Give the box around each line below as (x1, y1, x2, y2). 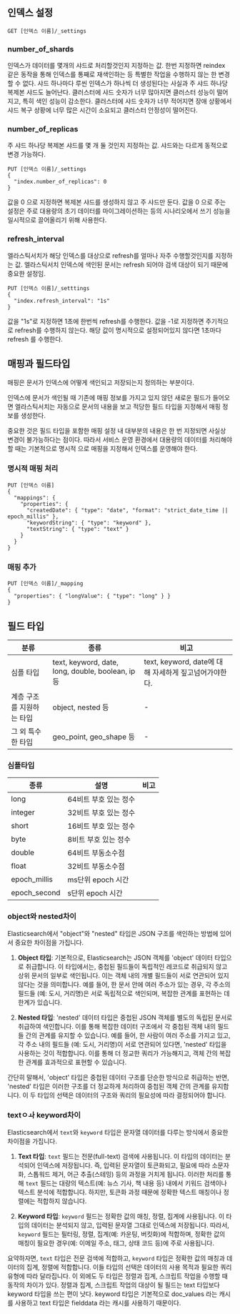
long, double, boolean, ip (52, 666, 136, 676)
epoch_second (11, 888, 61, 898)
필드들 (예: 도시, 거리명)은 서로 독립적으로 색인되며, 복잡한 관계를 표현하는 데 (17, 989, 230, 997)
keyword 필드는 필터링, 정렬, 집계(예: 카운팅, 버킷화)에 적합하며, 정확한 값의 (17, 1230, 226, 1238)
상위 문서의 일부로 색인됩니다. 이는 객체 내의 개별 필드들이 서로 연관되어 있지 (17, 971, 230, 980)
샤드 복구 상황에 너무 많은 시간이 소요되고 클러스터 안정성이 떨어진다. (7, 106, 198, 114)
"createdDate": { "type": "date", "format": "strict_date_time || (26, 507, 229, 514)
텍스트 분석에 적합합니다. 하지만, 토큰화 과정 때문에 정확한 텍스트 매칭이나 (17, 1188, 222, 1196)
